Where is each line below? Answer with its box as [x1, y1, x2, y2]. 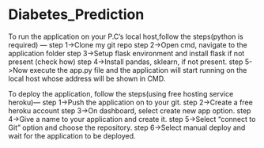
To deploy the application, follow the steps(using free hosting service [8, 89, 234, 98]
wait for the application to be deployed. [8, 131, 136, 140]
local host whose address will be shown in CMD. [8, 74, 166, 83]
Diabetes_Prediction [8, 6, 145, 24]
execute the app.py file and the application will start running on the [29, 65, 247, 74]
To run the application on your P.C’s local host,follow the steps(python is [8, 32, 243, 41]
